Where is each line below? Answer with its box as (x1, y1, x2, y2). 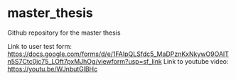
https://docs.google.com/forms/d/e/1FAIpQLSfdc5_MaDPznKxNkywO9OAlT (7, 50, 229, 58)
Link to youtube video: (163, 57, 229, 65)
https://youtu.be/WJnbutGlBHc (7, 64, 98, 73)
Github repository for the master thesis (7, 28, 121, 37)
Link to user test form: (7, 42, 73, 50)
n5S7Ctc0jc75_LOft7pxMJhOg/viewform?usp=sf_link (7, 57, 162, 65)
